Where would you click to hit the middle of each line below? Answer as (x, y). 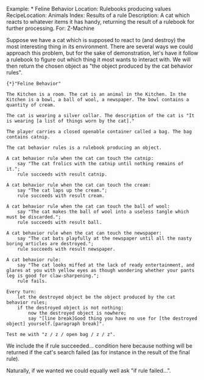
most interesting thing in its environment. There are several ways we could (100, 46)
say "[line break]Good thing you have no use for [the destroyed (113, 318)
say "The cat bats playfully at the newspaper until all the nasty (104, 238)
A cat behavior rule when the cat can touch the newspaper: (84, 233)
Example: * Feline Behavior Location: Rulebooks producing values (89, 9)
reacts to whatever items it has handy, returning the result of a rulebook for (100, 22)
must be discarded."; (34, 217)
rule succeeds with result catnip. (62, 174)
